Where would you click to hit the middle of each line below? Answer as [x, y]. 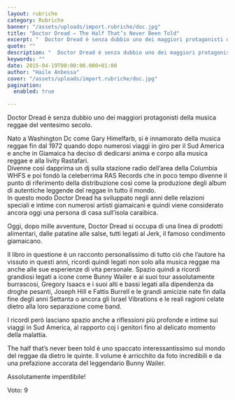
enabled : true [34, 91]
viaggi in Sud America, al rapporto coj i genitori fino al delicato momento [111, 327]
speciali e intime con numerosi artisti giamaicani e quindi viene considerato [115, 205]
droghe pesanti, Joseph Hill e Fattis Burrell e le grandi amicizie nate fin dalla [116, 292]
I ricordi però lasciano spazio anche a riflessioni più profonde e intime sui [113, 320]
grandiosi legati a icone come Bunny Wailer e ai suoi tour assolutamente [111, 277]
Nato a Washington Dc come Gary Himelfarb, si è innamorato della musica [114, 139]
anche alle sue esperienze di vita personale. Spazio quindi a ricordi [104, 269]
